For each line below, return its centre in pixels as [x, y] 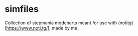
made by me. [65, 28]
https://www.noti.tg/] [28, 28]
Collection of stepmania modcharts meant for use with [61, 23]
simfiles [22, 9]
